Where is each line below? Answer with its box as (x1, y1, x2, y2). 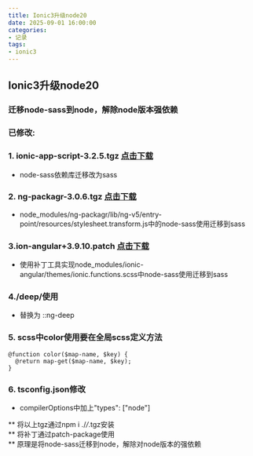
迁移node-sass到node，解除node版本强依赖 (8, 104, 178, 115)
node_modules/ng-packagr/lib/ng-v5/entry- (19, 210, 163, 219)
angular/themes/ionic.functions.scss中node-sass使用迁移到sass (19, 270, 229, 279)
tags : (8, 41, 26, 49)
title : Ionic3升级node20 (8, 11, 87, 20)
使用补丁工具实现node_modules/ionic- (19, 260, 144, 269)
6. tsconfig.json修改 (8, 384, 86, 395)
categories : (8, 26, 47, 34)
